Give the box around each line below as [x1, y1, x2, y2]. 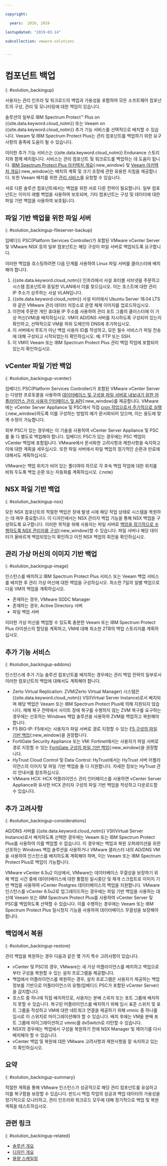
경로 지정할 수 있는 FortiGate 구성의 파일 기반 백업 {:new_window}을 [12, 745, 145, 751]
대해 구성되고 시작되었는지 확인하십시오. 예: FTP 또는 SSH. [17, 333, 132, 339]
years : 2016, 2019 [9, 20, 50, 25]
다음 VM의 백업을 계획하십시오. [5, 586, 66, 592]
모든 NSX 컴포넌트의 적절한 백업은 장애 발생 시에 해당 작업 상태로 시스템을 [5, 509, 148, 515]
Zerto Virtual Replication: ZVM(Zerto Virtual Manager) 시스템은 [12, 688, 140, 695]
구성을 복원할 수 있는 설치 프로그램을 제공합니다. [21, 970, 115, 976]
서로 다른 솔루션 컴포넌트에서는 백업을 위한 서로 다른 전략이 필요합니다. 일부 [5, 185, 151, 191]
